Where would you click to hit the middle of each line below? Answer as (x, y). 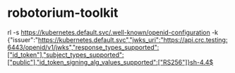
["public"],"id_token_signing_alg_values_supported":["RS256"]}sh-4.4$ (110, 62)
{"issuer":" (23, 39)
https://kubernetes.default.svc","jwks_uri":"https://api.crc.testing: (133, 39)
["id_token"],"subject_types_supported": (66, 55)
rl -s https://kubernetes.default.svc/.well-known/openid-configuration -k (113, 32)
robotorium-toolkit (63, 13)
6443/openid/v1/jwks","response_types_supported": (83, 47)
